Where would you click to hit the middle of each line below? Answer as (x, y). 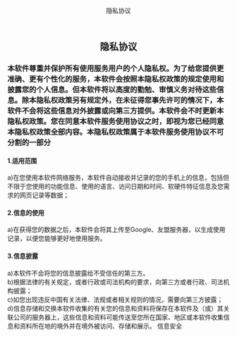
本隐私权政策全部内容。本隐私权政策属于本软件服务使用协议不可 (116, 132)
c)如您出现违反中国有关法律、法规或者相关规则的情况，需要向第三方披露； (115, 299)
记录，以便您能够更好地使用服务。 (57, 238)
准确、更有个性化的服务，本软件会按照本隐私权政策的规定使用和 (116, 79)
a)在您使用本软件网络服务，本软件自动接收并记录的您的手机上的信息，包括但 (118, 178)
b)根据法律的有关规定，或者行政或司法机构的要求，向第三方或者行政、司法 (115, 282)
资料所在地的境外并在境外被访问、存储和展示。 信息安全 (101, 326)
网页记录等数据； (44, 195)
